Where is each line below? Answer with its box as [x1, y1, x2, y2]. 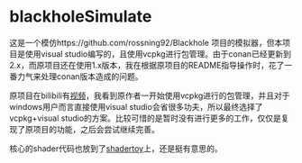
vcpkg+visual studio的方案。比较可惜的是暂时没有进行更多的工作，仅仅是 [9, 113, 282, 123]
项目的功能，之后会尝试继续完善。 [32, 123, 160, 134]
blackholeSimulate [9, 6, 152, 27]
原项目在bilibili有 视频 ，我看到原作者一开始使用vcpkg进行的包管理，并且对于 [9, 90, 290, 101]
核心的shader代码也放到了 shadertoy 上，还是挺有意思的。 [9, 142, 223, 154]
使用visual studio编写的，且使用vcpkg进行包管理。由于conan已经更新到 [24, 48, 291, 59]
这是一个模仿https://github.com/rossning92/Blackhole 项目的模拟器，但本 [9, 37, 283, 48]
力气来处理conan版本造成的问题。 [16, 70, 143, 82]
